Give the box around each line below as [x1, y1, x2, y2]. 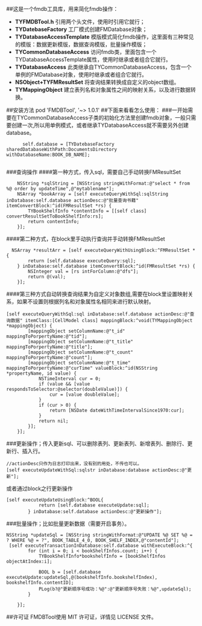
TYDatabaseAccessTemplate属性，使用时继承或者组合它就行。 [14, 56, 172, 63]
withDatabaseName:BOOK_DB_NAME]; [6, 152, 90, 158]
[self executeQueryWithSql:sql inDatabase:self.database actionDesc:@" [6, 311, 190, 317]
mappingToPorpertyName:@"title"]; [6, 344, 93, 350]
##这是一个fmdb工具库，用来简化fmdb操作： [6, 5, 119, 12]
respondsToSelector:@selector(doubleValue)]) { [6, 386, 128, 392]
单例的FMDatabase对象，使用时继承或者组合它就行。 [14, 71, 148, 78]
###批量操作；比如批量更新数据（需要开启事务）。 [6, 520, 130, 527]
